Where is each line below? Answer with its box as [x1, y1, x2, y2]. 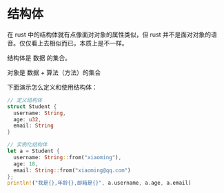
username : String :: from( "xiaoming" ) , [13, 154, 122, 161]
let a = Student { [7, 148, 60, 155]
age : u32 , [13, 116, 41, 123]
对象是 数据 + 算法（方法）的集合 [7, 68, 101, 77]
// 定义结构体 [7, 96, 43, 103]
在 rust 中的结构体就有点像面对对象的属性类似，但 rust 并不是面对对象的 [7, 30, 212, 39]
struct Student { [7, 103, 57, 110]
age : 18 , [13, 160, 39, 167]
